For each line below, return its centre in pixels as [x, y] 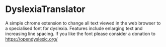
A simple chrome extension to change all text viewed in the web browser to [83, 23]
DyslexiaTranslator [45, 9]
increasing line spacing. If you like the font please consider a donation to [80, 33]
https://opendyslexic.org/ [31, 39]
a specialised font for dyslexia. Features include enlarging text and [74, 28]
